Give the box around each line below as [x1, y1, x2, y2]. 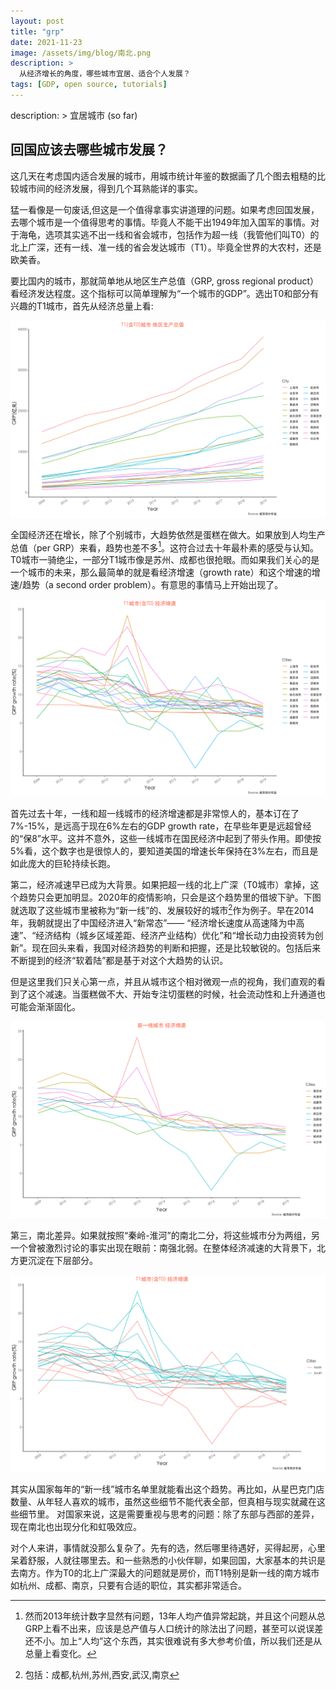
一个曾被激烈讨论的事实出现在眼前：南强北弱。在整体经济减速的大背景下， [10, 1242, 317, 1254]
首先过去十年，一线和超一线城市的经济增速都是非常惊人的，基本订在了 [10, 808, 300, 820]
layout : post [10, 16, 65, 26]
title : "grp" [10, 26, 65, 37]
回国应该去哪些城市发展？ [10, 141, 168, 159]
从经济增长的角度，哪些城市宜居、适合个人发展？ [19, 69, 191, 79]
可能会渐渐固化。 [10, 1001, 81, 1012]
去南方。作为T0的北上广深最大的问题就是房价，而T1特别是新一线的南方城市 [10, 1567, 320, 1579]
